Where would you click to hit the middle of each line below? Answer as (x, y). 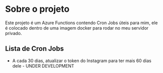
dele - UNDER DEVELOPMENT (43, 66)
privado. (14, 33)
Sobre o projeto (37, 9)
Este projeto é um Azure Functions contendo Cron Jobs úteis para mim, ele (81, 23)
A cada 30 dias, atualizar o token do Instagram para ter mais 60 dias (82, 61)
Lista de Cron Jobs (35, 49)
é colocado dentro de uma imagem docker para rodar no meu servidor (77, 28)
